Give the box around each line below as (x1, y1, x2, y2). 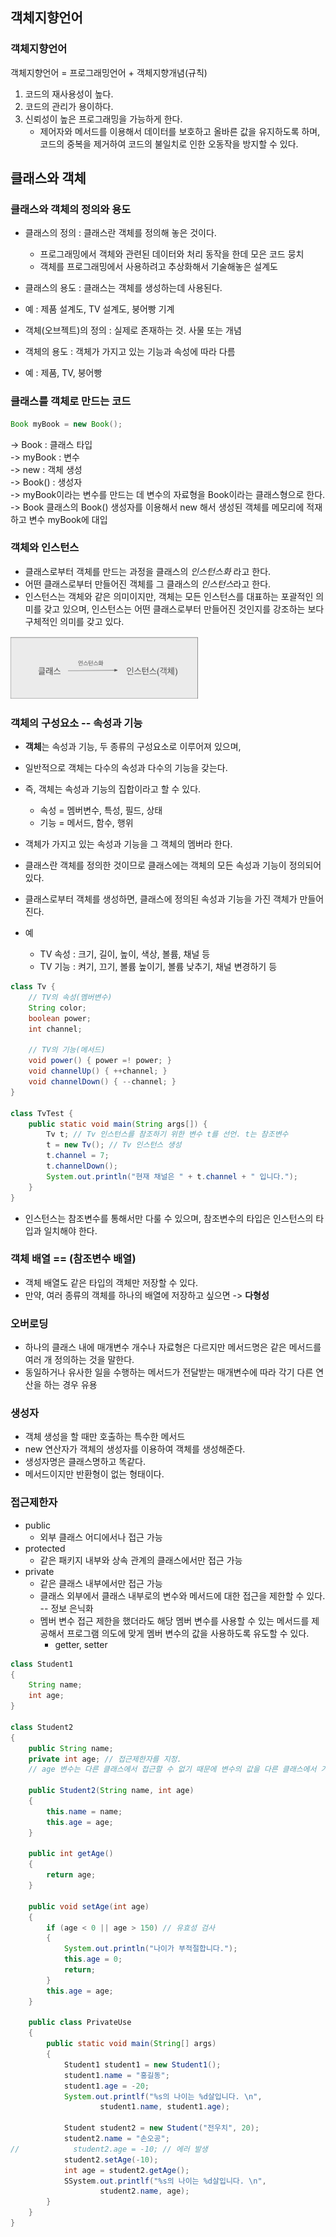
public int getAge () (28, 1849, 114, 1859)
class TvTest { (10, 1108, 74, 1118)
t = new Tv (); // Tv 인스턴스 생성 (46, 1140, 182, 1150)
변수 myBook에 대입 (28, 513, 108, 525)
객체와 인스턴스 (10, 541, 80, 555)
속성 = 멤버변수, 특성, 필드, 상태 (39, 804, 163, 817)
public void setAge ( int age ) (28, 1901, 150, 1912)
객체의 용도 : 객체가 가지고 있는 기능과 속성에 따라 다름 (24, 346, 236, 358)
